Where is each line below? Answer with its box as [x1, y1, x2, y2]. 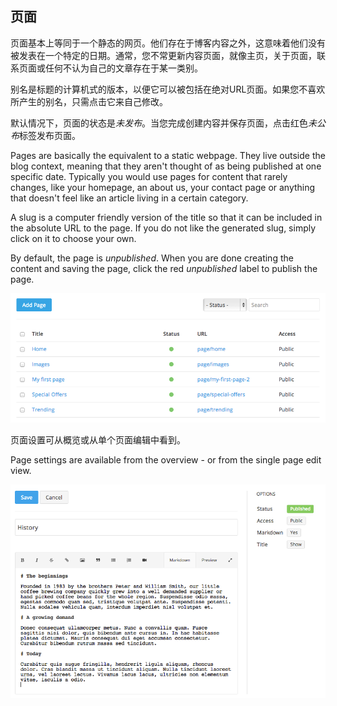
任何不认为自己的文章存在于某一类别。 [44, 62, 203, 74]
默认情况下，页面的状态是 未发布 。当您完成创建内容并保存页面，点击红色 [10, 117, 308, 129]
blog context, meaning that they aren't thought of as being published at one [10, 160, 322, 172]
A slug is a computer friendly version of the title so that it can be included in [10, 211, 323, 223]
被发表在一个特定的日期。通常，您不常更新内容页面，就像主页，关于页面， [10, 49, 317, 61]
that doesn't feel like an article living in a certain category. [10, 192, 249, 204]
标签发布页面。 [19, 129, 81, 141]
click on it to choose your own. [10, 232, 137, 244]
